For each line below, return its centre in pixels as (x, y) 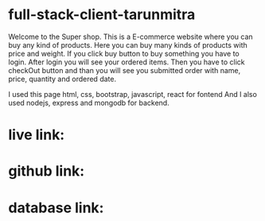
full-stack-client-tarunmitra (102, 15)
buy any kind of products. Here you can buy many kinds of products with (128, 45)
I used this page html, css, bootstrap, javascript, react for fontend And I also (132, 94)
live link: (37, 135)
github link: (47, 171)
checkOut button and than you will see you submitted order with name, (125, 70)
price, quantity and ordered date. (62, 79)
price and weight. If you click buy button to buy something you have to (124, 53)
